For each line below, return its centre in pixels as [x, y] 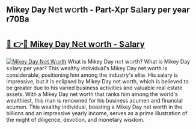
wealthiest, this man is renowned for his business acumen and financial [95, 100]
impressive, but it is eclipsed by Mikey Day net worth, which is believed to [98, 81]
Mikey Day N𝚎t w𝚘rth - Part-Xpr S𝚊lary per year [98, 10]
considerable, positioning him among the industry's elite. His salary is [92, 75]
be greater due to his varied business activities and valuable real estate [94, 88]
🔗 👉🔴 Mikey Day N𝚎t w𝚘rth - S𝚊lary [76, 44]
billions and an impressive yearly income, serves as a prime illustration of [97, 113]
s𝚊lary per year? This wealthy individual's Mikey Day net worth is [87, 68]
